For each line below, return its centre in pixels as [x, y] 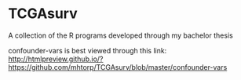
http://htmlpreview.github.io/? [56, 59]
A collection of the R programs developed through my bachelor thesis [120, 35]
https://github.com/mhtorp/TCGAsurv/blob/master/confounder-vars [118, 67]
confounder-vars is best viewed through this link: [88, 50]
